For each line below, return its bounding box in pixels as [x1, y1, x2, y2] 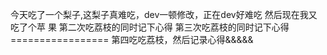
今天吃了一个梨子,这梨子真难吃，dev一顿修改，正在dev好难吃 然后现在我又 [10, 9, 318, 20]
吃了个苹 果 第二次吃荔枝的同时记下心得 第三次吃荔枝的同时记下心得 [10, 21, 290, 33]
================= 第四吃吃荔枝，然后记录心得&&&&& [10, 34, 254, 45]
